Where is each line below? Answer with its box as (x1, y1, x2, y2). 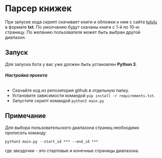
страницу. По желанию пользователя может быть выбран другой (5, 29, 141, 35)
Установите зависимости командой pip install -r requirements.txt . (12, 93, 155, 98)
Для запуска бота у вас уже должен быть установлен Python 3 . (5, 61, 137, 67)
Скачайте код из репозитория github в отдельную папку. (12, 87, 130, 93)
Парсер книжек (5, 3, 72, 14)
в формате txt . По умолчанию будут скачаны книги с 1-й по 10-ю (5, 24, 140, 30)
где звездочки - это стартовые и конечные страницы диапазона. (5, 147, 139, 153)
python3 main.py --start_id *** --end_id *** (5, 139, 98, 144)
